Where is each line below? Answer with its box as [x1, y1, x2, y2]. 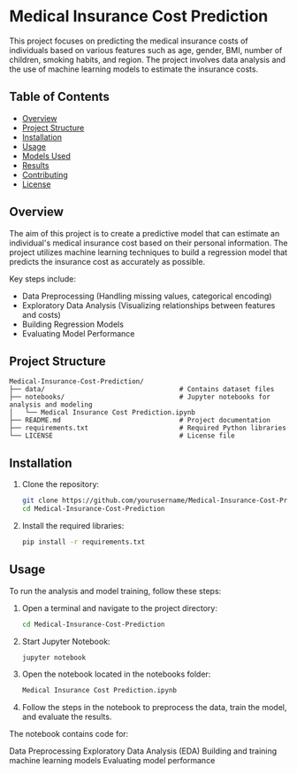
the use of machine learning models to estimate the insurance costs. [9, 64, 259, 74]
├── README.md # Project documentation [9, 416, 271, 425]
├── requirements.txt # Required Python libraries [9, 423, 287, 433]
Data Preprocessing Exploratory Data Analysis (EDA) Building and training [9, 746, 278, 756]
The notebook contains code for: [9, 729, 129, 739]
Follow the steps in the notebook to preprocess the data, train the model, [21, 702, 287, 713]
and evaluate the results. [21, 711, 112, 723]
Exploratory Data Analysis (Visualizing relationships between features [21, 299, 276, 311]
